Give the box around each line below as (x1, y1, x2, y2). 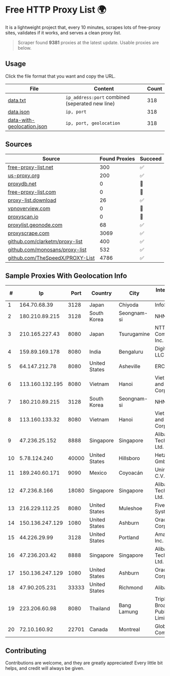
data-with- (8, 116, 35, 123)
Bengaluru (118, 348, 143, 355)
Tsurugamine (118, 331, 150, 338)
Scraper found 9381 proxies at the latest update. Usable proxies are (17, 39, 159, 46)
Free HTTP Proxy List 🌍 (5, 4, 107, 16)
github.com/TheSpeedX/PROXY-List (8, 254, 95, 261)
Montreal (118, 626, 140, 633)
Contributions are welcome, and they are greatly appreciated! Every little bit (5, 660, 163, 666)
